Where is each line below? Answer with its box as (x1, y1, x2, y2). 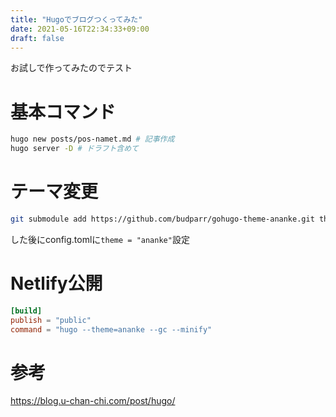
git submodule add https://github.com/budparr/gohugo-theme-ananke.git (10, 214, 315, 224)
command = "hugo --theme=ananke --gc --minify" (10, 324, 213, 335)
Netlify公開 (10, 272, 103, 295)
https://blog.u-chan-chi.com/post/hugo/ (10, 395, 176, 407)
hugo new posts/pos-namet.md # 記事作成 (10, 134, 175, 145)
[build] (10, 306, 43, 316)
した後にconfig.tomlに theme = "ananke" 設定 (10, 233, 190, 245)
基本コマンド (10, 101, 117, 123)
